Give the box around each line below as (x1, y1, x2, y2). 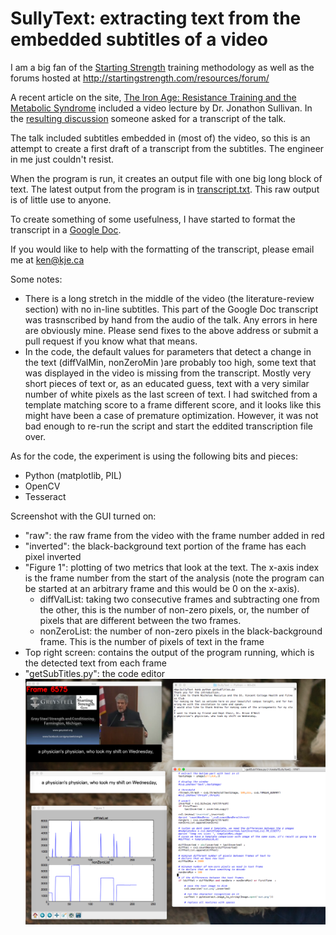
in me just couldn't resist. (10, 153, 115, 165)
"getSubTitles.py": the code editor (24, 667, 166, 679)
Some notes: (10, 273, 63, 285)
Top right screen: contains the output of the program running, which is (24, 646, 315, 658)
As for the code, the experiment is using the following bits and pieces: (10, 450, 298, 462)
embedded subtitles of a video (10, 28, 269, 51)
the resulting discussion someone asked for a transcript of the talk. (10, 112, 287, 124)
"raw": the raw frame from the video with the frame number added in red (24, 529, 325, 541)
